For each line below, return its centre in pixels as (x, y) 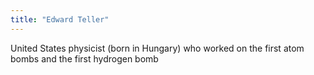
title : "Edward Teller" (60, 19)
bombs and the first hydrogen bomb (84, 58)
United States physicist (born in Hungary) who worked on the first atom (157, 48)
